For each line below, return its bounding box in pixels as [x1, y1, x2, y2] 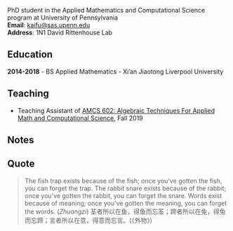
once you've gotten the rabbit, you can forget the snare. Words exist [24, 191, 222, 199]
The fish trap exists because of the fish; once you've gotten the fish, [24, 176, 222, 185]
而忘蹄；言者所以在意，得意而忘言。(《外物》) [24, 216, 153, 224]
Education [7, 48, 53, 60]
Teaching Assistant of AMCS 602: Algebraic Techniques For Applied [17, 106, 215, 114]
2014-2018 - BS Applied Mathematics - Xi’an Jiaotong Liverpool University [7, 67, 224, 76]
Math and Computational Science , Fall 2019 [17, 114, 144, 122]
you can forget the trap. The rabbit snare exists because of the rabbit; [24, 184, 227, 192]
